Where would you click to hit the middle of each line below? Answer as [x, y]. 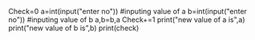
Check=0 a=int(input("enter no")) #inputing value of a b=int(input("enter [127, 11]
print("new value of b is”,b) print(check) [74, 28]
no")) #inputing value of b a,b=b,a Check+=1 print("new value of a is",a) [127, 20]
